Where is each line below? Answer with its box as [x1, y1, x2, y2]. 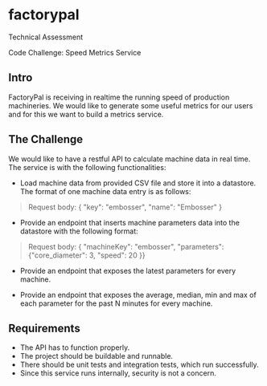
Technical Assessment [8, 32, 84, 42]
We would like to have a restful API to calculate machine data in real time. [8, 154, 251, 164]
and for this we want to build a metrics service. [8, 109, 164, 119]
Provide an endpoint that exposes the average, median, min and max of [19, 290, 257, 299]
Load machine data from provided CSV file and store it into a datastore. [19, 178, 257, 188]
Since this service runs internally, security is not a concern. [19, 368, 217, 378]
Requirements [8, 321, 80, 335]
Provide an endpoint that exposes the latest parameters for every [19, 266, 236, 275]
